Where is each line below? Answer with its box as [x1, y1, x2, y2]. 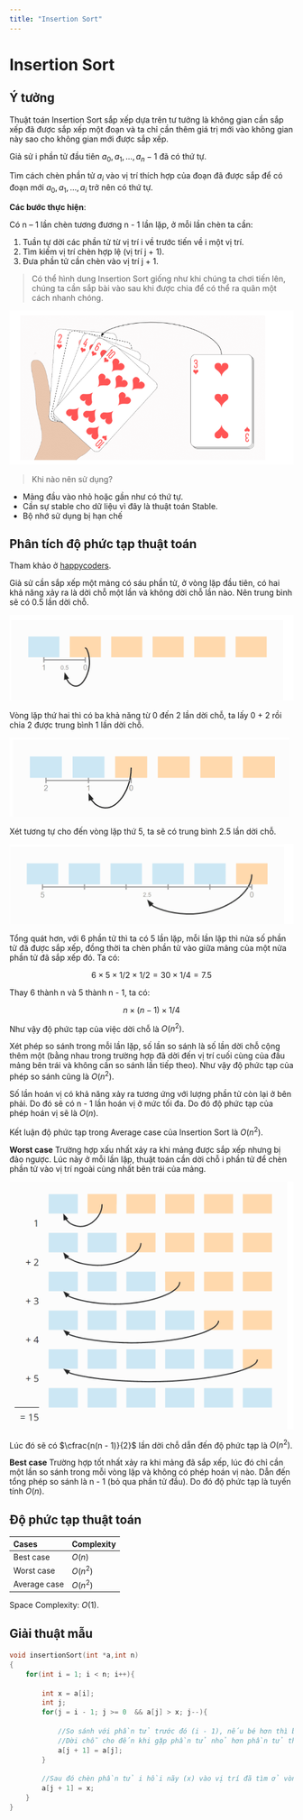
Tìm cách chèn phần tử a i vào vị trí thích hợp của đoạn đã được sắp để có [9, 170, 283, 184]
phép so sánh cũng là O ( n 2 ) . [9, 1069, 115, 1082]
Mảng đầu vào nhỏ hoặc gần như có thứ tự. [22, 491, 184, 502]
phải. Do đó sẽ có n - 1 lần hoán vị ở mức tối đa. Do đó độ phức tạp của [9, 1098, 273, 1109]
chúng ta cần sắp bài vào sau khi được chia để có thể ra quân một [31, 283, 277, 294]
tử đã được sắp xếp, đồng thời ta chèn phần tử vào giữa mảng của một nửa [9, 942, 287, 953]
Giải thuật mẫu [9, 1625, 93, 1641]
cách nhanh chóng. [31, 293, 104, 304]
